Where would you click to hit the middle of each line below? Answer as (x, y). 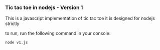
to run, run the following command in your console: (58, 33)
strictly (12, 23)
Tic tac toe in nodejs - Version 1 (44, 7)
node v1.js (17, 42)
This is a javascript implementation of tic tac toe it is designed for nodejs (80, 18)
